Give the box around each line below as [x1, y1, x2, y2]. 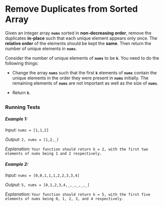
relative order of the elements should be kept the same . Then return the [5, 40, 151, 46]
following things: [5, 60, 39, 66]
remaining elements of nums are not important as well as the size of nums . [12, 80, 159, 86]
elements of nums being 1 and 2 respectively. [5, 151, 102, 156]
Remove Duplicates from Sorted [5, 3, 138, 15]
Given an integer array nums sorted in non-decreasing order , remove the [5, 30, 152, 36]
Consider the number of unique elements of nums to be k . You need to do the [5, 55, 160, 61]
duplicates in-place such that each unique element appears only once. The [5, 35, 158, 41]
